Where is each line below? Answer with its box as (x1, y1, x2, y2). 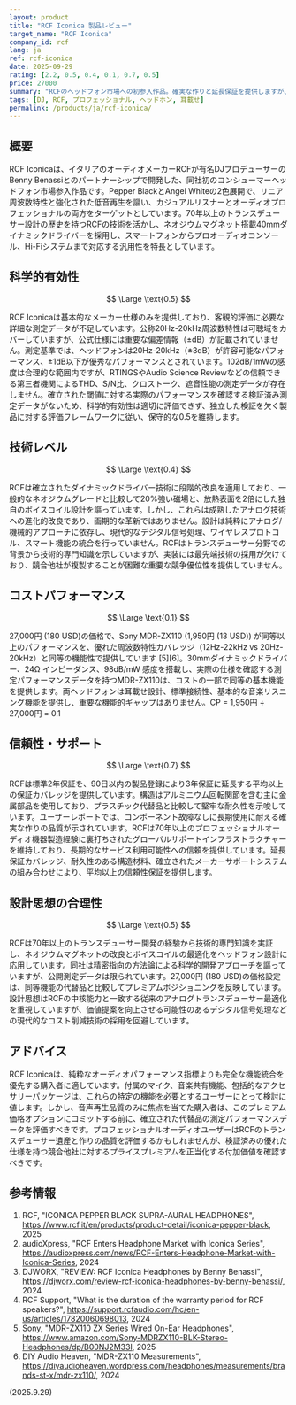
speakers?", (21, 1303, 65, 1315)
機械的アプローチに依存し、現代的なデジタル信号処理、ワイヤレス (9, 526, 249, 537)
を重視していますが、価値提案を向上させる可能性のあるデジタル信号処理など (9, 1004, 288, 1015)
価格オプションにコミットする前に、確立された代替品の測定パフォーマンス (9, 1113, 280, 1123)
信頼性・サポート (9, 736, 102, 751)
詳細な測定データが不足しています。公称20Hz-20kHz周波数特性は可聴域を (9, 322, 280, 333)
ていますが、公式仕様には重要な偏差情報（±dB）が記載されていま (32, 334, 271, 344)
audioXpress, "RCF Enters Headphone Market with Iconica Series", (21, 1238, 265, 1248)
